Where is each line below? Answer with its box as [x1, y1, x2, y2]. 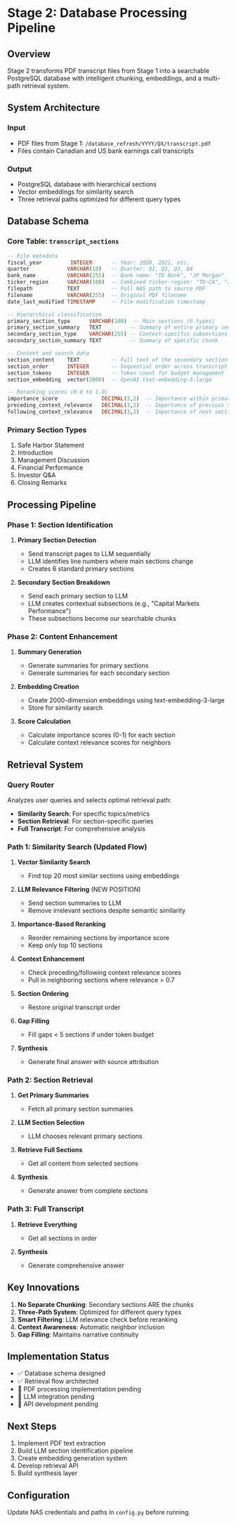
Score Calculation [17, 717, 72, 726]
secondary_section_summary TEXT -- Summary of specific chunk [7, 337, 218, 344]
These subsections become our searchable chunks [27, 614, 177, 622]
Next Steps [7, 1420, 57, 1432]
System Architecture [7, 102, 100, 114]
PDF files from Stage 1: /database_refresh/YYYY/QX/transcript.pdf [17, 139, 211, 147]
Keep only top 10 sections [27, 941, 103, 949]
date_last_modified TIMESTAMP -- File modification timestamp [7, 298, 206, 305]
